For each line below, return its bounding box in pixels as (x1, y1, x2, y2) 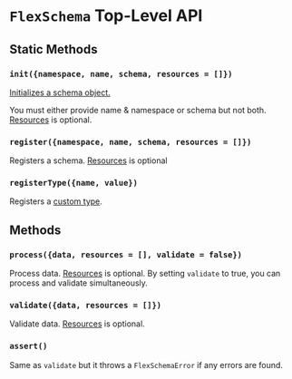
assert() (9, 341, 48, 352)
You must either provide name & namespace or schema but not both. (9, 104, 267, 115)
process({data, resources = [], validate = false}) (9, 249, 243, 259)
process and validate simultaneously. (9, 277, 148, 288)
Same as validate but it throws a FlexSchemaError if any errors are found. (9, 359, 284, 370)
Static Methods (9, 42, 98, 57)
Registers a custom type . (9, 196, 102, 207)
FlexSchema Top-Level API (9, 5, 203, 26)
